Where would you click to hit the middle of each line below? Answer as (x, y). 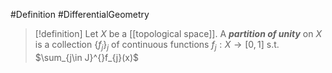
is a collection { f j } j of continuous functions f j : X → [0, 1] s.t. (157, 46)
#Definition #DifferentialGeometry (80, 14)
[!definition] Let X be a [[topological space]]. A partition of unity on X (178, 33)
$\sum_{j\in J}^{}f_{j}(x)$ (87, 57)
